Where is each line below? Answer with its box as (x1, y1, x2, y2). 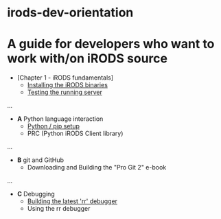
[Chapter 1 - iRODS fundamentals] (16, 73, 114, 82)
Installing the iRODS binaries (27, 81, 108, 89)
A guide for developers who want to (7, 36, 215, 52)
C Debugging (16, 190, 55, 198)
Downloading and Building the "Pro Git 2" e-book (27, 163, 167, 172)
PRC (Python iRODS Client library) (27, 129, 124, 138)
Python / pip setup (27, 122, 80, 130)
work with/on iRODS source (7, 51, 168, 67)
